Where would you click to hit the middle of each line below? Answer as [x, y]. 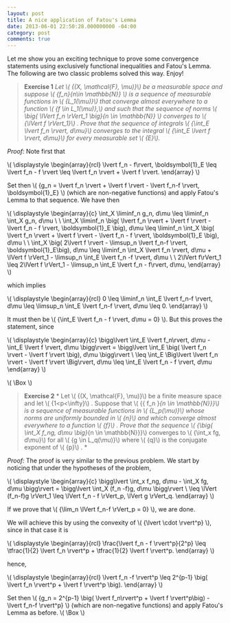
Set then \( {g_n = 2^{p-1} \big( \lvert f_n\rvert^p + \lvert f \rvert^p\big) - [108, 598]
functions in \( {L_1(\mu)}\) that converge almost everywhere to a [116, 101]
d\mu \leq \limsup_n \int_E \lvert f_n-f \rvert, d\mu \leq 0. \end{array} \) [107, 306]
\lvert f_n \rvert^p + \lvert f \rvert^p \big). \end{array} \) [85, 585]
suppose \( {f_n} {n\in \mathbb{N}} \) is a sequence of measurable [117, 94]
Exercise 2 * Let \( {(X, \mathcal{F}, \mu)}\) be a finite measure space [123, 396]
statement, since [31, 327]
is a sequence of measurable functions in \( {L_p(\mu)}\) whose [114, 411]
